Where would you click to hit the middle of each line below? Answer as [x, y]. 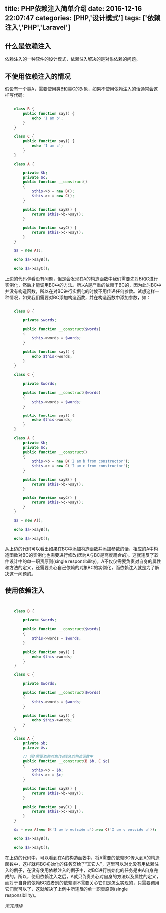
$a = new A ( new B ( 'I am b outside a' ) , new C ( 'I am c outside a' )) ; [85, 830]
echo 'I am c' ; [47, 146]
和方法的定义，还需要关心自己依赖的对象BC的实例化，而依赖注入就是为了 [80, 567]
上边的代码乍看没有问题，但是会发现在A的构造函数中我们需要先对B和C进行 [82, 279]
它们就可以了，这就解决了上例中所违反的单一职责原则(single [67, 889]
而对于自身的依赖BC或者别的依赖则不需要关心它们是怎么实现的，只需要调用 [82, 882]
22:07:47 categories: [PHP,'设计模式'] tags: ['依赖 [83, 18]
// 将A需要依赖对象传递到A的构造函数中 [58, 756]
